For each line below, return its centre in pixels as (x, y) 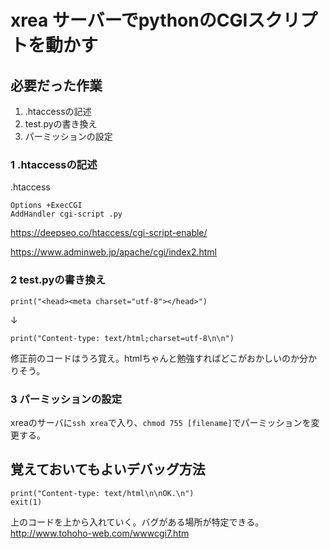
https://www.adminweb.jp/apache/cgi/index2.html (113, 252)
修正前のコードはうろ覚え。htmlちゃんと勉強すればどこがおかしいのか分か (164, 358)
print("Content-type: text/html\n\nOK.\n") (102, 493)
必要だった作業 (56, 85)
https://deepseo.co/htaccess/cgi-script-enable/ (109, 233)
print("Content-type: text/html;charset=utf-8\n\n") (122, 338)
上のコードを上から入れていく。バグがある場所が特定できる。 (137, 522)
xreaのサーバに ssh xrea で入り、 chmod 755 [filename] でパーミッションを (161, 422)
